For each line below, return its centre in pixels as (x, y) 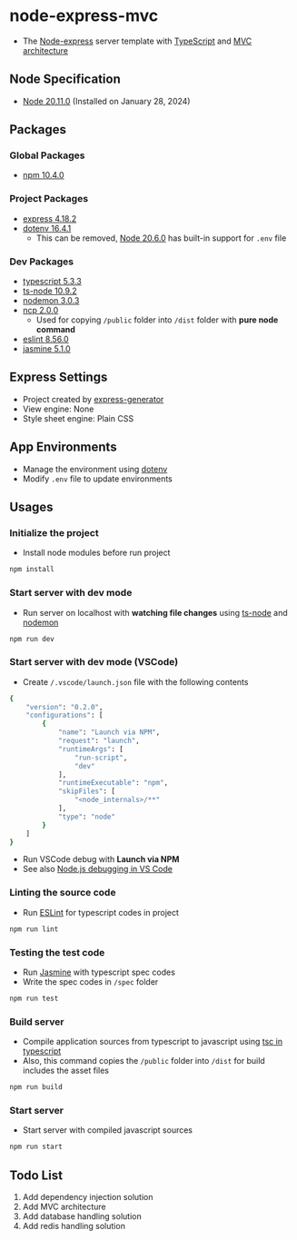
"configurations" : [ (64, 715)
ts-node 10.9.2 (49, 291)
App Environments (63, 447)
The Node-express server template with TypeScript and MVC (137, 41)
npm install (32, 570)
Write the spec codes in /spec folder (90, 981)
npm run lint (34, 929)
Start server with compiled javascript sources (108, 1130)
